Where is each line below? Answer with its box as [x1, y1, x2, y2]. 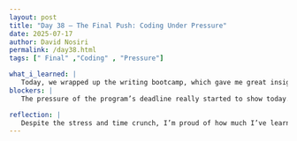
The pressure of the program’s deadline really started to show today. [20, 94, 291, 103]
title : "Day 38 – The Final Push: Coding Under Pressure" [9, 21, 227, 30]
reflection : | [9, 110, 62, 119]
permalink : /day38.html [9, 46, 97, 55]
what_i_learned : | [9, 70, 77, 79]
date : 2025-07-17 [9, 29, 73, 38]
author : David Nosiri [9, 37, 89, 47]
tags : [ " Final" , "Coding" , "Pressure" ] [9, 54, 164, 63]
